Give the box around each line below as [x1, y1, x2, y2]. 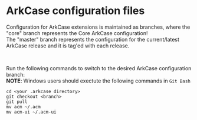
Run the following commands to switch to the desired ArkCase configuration [6, 64, 192, 71]
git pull [6, 98, 28, 105]
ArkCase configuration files [6, 4, 145, 18]
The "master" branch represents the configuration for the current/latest [6, 36, 180, 43]
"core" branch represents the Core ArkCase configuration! [6, 29, 148, 36]
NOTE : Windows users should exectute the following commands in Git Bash [6, 77, 191, 84]
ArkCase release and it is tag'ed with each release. [6, 42, 130, 49]
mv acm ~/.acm [6, 104, 41, 109]
